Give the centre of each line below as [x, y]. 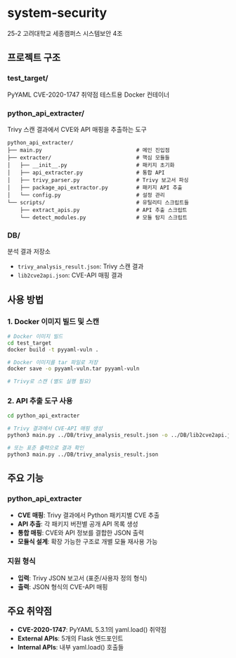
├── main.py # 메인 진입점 [88, 150]
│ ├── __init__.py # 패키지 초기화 [91, 165]
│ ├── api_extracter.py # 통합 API [86, 173]
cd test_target [29, 343]
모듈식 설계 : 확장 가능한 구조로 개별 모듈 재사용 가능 [87, 541]
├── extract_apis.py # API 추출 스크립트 [104, 210]
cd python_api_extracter [44, 416]
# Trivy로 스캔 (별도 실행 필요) [50, 382]
